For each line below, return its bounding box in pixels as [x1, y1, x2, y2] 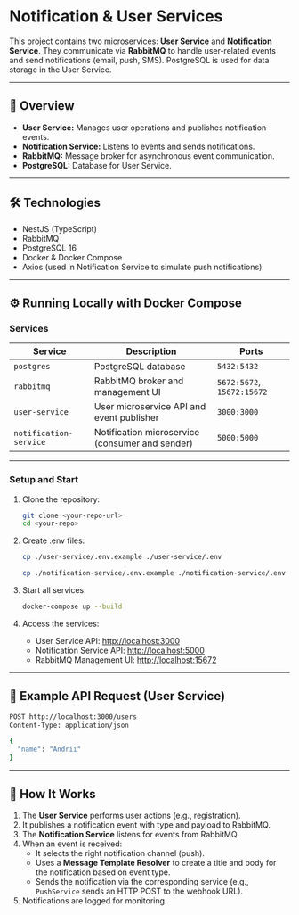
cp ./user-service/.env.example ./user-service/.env [21, 553, 222, 562]
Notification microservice [93, 426, 200, 439]
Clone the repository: [21, 493, 101, 505]
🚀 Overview [9, 98, 75, 113]
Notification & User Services [9, 6, 223, 27]
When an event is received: [21, 838, 123, 849]
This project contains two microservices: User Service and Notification [9, 36, 273, 46]
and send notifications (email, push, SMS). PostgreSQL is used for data [9, 54, 270, 65]
